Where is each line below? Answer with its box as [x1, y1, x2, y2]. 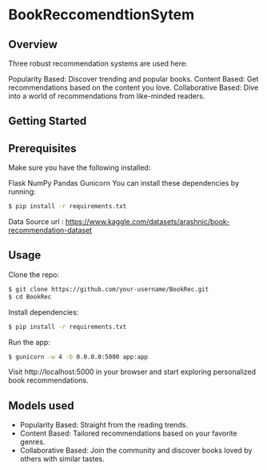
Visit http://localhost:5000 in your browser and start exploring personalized [8, 367, 257, 377]
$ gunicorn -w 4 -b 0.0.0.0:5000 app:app [8, 352, 149, 361]
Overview [8, 38, 58, 51]
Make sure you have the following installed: [8, 163, 151, 173]
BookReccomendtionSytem [8, 6, 195, 24]
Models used [8, 399, 74, 412]
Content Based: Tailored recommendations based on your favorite [19, 428, 237, 438]
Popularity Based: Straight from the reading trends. [19, 420, 188, 430]
